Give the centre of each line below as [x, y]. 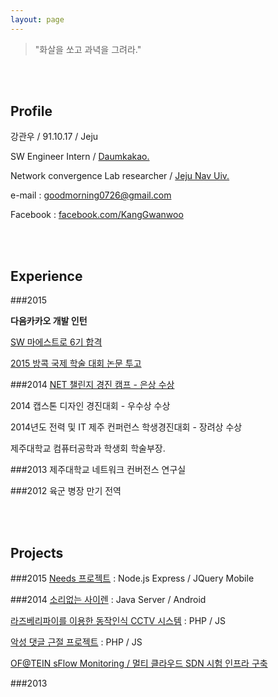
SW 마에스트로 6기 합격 [56, 342]
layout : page [37, 19]
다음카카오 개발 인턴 [49, 321]
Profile [31, 111]
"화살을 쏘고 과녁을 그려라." [88, 49]
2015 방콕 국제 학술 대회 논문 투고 [76, 363]
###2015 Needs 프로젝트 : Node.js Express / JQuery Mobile [132, 578]
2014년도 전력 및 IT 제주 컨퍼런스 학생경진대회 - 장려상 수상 [126, 427]
